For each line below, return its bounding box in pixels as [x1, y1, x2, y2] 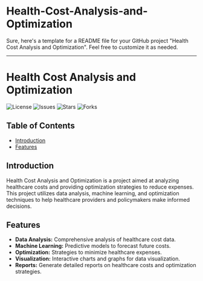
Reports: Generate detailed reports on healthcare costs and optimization [14, 262, 196, 269]
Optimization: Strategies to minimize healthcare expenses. [14, 249, 162, 256]
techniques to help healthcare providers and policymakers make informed [6, 196, 190, 203]
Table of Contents [6, 121, 76, 131]
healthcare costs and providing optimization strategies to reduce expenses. [6, 183, 195, 190]
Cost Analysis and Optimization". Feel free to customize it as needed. [6, 44, 178, 51]
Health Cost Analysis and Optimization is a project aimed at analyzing [6, 176, 179, 184]
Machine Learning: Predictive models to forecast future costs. [14, 242, 171, 250]
